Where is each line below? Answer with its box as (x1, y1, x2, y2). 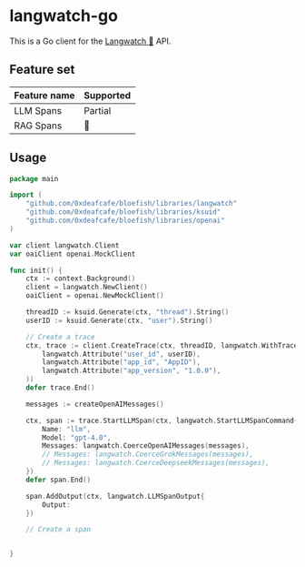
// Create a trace (25, 332, 95, 341)
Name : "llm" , (42, 424, 92, 433)
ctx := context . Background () (25, 274, 136, 283)
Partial (84, 104, 112, 116)
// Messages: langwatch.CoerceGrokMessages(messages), (42, 450, 254, 460)
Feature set (9, 62, 75, 77)
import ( (9, 190, 43, 200)
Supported (84, 88, 132, 101)
